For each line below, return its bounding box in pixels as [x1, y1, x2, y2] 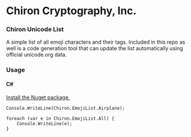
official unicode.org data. [6, 51, 67, 58]
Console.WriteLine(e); [17, 120, 73, 126]
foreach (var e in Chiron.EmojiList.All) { [6, 115, 115, 122]
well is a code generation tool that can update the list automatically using [6, 45, 183, 52]
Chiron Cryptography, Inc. [6, 4, 137, 18]
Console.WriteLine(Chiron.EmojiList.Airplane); [6, 105, 126, 111]
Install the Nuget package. [6, 93, 70, 101]
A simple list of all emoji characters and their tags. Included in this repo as [6, 38, 186, 45]
